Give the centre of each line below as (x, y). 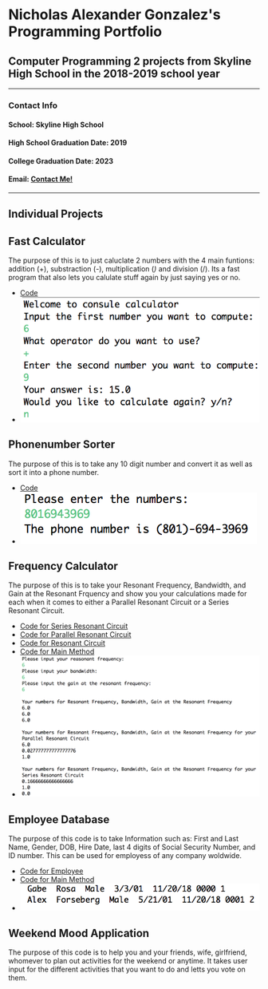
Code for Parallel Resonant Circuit (75, 635)
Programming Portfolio (85, 32)
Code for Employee (51, 871)
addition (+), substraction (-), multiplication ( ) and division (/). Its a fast (124, 269)
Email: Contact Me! (41, 179)
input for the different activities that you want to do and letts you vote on (127, 969)
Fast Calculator (47, 241)
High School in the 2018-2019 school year (114, 73)
